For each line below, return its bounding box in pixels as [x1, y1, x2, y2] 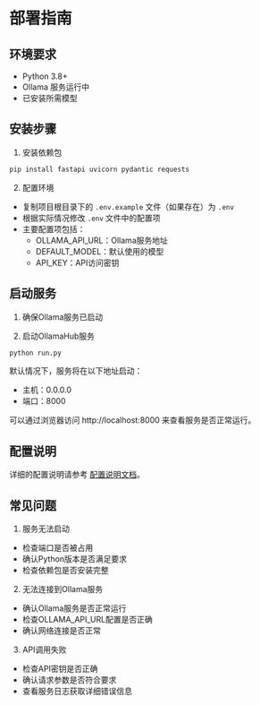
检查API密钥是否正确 [21, 664, 98, 674]
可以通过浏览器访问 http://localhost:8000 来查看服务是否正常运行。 [9, 415, 256, 426]
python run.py [9, 348, 63, 357]
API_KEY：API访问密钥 [35, 257, 120, 268]
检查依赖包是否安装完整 [21, 565, 109, 575]
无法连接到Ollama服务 [21, 584, 104, 594]
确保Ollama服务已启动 [21, 311, 104, 322]
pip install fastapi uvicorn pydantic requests [9, 165, 190, 174]
